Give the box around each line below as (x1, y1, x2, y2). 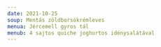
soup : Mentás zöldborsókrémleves (7, 17, 105, 23)
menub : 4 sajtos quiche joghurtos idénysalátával (7, 29, 155, 37)
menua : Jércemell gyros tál (7, 23, 90, 30)
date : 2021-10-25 (7, 10, 58, 17)
